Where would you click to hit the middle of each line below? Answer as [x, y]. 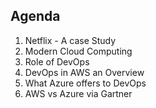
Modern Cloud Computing [78, 51]
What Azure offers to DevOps [85, 83]
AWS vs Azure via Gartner [78, 93]
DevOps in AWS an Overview [84, 72]
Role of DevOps [57, 61]
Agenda [35, 16]
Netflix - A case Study [70, 40]
